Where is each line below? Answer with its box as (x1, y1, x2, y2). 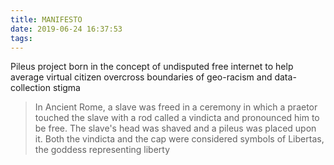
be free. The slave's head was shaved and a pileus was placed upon (34, 122, 317, 135)
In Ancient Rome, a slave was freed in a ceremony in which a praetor (34, 101, 318, 113)
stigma (52, 82, 81, 94)
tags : (10, 33, 33, 43)
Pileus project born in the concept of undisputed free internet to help (10, 61, 294, 73)
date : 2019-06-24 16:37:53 (10, 24, 123, 34)
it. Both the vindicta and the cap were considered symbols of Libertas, (34, 133, 325, 145)
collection (10, 82, 51, 94)
